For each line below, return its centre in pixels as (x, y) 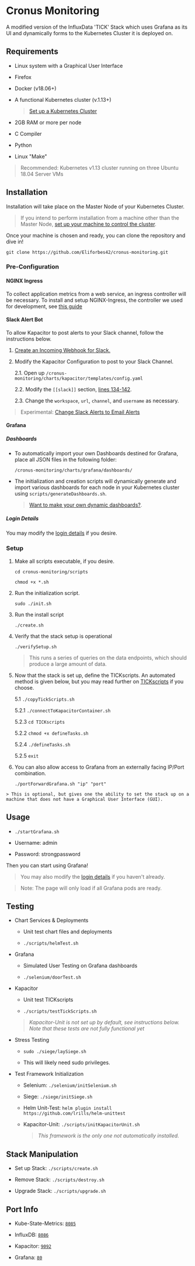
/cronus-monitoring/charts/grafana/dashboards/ (73, 470)
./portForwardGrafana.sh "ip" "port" (60, 784)
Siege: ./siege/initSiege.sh (58, 1097)
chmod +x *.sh (32, 582)
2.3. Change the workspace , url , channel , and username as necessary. (97, 400)
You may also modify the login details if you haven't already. (93, 876)
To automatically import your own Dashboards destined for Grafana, (96, 453)
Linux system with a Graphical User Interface (69, 66)
